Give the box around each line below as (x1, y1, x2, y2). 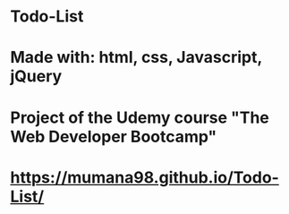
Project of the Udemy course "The (10, 107, 269, 127)
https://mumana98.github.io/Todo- (10, 167, 280, 187)
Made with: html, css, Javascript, (10, 47, 262, 68)
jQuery (10, 66, 63, 87)
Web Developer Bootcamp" (10, 126, 217, 147)
